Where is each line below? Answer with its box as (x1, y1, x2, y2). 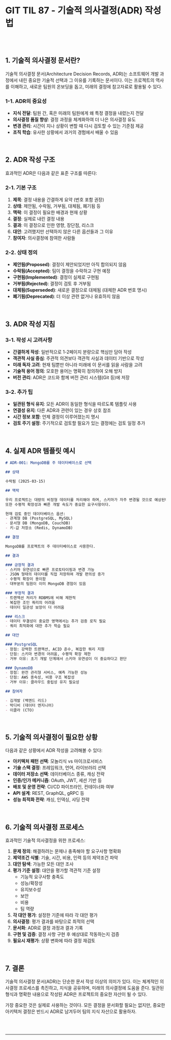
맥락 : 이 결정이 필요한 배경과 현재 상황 (12, 209, 88, 216)
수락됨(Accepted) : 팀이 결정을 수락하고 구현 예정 (12, 268, 111, 274)
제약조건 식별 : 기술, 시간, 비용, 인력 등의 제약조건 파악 (12, 855, 119, 861)
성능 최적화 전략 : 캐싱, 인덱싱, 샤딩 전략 (12, 796, 90, 802)
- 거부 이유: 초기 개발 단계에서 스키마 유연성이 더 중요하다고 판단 (5, 656, 127, 661)
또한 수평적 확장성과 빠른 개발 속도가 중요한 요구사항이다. (5, 502, 111, 507)
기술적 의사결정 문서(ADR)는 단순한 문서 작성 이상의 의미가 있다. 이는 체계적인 (5, 978, 159, 984)
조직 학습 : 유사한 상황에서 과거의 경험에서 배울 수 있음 (12, 129, 119, 135)
